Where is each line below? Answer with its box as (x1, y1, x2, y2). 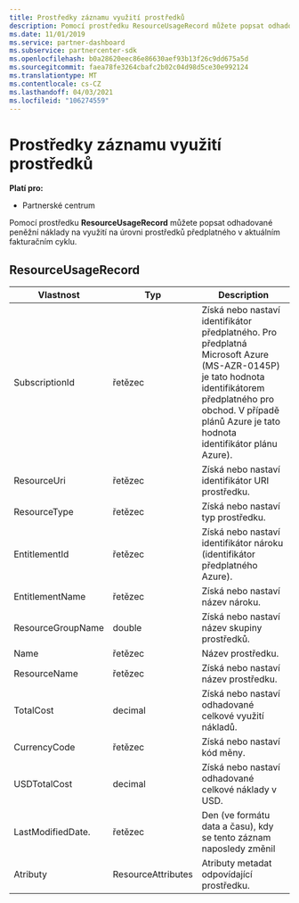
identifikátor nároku (201, 537, 284, 550)
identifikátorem (201, 382, 265, 394)
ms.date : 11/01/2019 (9, 29, 86, 38)
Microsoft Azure (201, 349, 270, 361)
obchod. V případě (201, 404, 280, 417)
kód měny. (201, 747, 246, 759)
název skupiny (201, 622, 263, 634)
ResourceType (13, 506, 74, 518)
